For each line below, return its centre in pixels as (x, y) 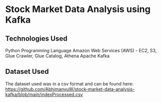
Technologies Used (36, 38)
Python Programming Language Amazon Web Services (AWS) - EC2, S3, (81, 50)
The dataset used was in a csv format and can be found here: (69, 83)
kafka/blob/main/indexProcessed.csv (44, 94)
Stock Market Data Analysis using (78, 9)
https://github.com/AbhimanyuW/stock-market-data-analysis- (70, 89)
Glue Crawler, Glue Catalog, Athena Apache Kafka (57, 56)
